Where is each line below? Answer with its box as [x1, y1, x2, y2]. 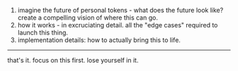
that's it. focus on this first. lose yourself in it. [7, 56, 139, 64]
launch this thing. [17, 28, 69, 37]
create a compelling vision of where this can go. [17, 13, 158, 22]
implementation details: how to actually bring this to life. [17, 36, 181, 44]
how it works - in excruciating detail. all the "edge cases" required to [17, 21, 218, 29]
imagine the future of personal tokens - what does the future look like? [17, 6, 224, 14]
